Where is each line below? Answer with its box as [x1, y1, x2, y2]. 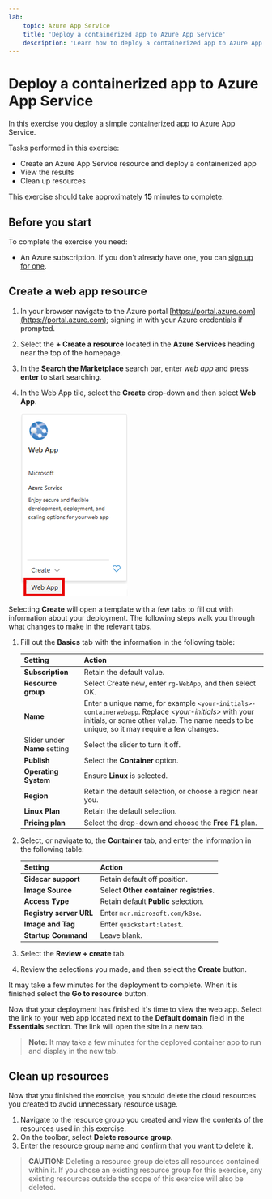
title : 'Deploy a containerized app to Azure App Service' [23, 30, 227, 38]
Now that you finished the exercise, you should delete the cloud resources [8, 1091, 257, 1101]
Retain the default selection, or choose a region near [83, 787, 258, 797]
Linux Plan [23, 806, 61, 816]
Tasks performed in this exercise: [8, 143, 120, 153]
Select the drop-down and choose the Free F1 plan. [83, 818, 257, 827]
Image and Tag [23, 919, 75, 929]
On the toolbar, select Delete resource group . [19, 1132, 173, 1142]
